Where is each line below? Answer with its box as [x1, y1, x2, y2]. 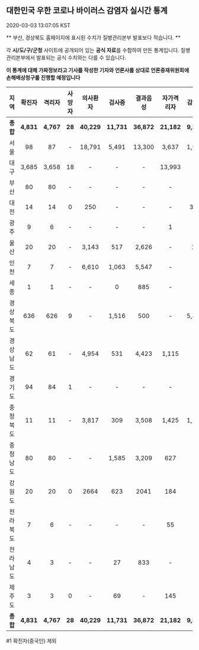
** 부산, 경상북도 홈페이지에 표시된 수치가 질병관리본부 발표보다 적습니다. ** [6, 34, 181, 41]
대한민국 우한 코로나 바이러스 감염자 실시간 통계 [6, 5, 168, 16]
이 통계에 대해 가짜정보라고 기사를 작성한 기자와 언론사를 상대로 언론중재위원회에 [6, 66, 190, 73]
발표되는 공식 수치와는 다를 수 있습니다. [36, 54, 126, 61]
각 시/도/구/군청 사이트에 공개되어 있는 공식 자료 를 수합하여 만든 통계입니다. [6, 46, 179, 53]
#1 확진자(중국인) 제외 [6, 637, 57, 644]
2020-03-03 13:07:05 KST [6, 21, 71, 28]
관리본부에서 [6, 54, 36, 61]
